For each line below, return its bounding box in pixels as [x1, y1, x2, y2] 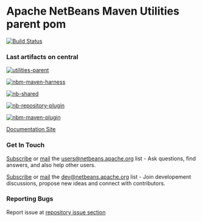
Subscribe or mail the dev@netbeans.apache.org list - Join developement [6, 173, 192, 181]
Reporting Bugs [6, 195, 54, 203]
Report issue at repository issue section [6, 209, 106, 216]
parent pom [6, 17, 66, 31]
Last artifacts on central [6, 52, 78, 61]
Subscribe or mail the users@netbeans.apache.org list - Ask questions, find [6, 154, 196, 162]
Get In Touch [6, 141, 45, 149]
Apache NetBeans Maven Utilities [6, 4, 179, 18]
